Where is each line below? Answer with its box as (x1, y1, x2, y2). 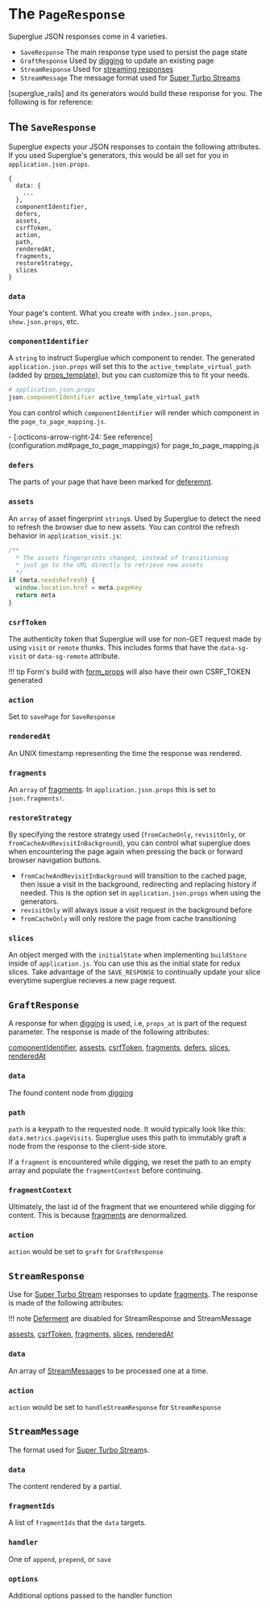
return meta (15, 591, 56, 599)
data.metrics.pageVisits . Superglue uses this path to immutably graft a (8, 1132, 247, 1142)
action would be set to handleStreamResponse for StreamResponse (8, 1402, 222, 1411)
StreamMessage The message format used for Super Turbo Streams (19, 73, 241, 82)
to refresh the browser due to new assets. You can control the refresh (8, 521, 240, 532)
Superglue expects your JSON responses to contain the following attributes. (8, 142, 261, 152)
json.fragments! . (8, 793, 65, 803)
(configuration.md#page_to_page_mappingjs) (8, 441, 160, 451)
